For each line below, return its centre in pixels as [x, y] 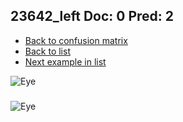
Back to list [47, 51]
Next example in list [65, 61]
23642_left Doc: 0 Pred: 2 [92, 16]
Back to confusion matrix [76, 40]
